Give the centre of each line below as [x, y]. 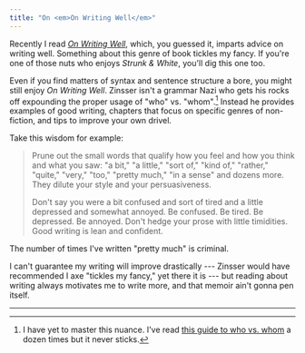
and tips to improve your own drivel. [105, 121]
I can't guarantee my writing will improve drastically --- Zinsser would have [150, 266]
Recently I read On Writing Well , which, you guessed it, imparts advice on [147, 44]
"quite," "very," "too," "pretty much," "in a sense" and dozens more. [157, 175]
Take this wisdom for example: [67, 138]
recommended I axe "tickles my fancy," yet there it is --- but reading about [149, 276]
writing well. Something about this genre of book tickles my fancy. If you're [149, 53]
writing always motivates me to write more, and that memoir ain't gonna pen [152, 286]
